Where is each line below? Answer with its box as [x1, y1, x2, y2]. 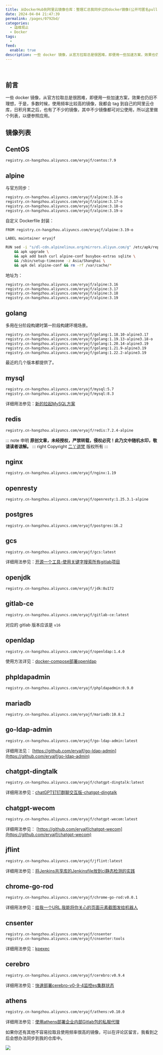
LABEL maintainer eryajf [5, 236, 56, 241]
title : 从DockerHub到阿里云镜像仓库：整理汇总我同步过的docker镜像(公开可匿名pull [5, 7, 158, 12]
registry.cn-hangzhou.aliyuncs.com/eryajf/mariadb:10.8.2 [5, 712, 125, 717]
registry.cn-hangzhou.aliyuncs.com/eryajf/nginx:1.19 [5, 470, 117, 476]
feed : [5, 43, 16, 48]
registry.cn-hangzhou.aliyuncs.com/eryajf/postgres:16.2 [5, 523, 123, 528]
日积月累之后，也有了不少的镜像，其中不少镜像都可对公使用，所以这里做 [14, 107, 158, 113]
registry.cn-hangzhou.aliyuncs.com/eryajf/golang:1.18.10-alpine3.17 [5, 332, 149, 337]
